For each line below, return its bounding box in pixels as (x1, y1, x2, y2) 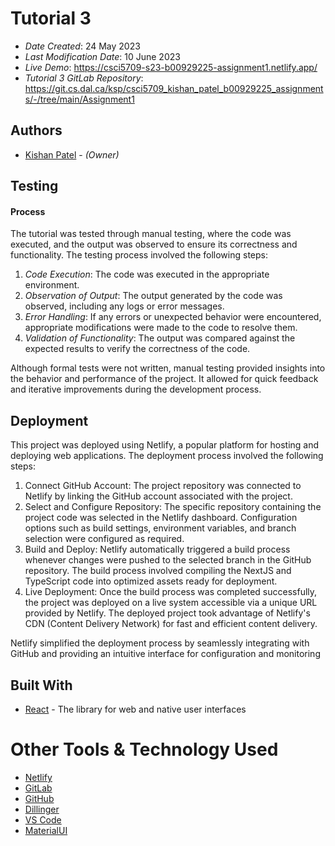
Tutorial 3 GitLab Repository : (24, 72, 144, 84)
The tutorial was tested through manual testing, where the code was (10, 228, 292, 240)
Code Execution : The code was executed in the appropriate (24, 268, 270, 281)
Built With (10, 677, 73, 694)
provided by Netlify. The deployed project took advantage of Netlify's (24, 607, 311, 619)
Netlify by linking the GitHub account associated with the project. (24, 490, 293, 502)
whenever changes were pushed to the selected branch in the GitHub (24, 554, 312, 566)
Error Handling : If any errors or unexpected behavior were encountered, (24, 311, 322, 323)
